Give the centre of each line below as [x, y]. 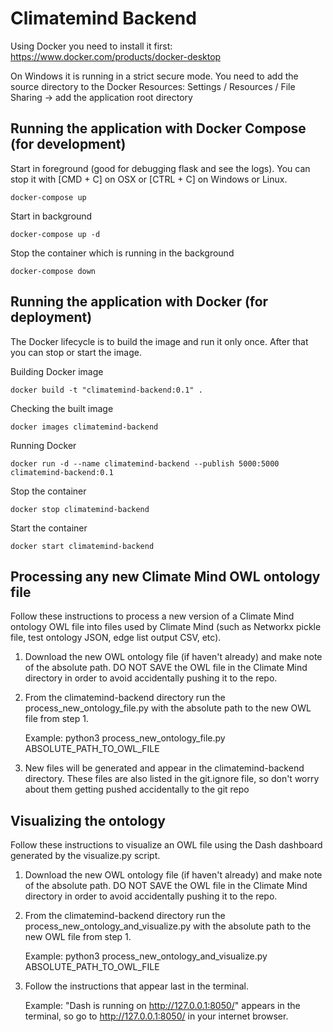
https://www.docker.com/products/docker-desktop [116, 56]
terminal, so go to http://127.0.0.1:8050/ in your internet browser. [156, 1016]
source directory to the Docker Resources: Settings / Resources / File [153, 86]
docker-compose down [53, 271]
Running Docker [43, 445]
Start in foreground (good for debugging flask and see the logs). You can [160, 168]
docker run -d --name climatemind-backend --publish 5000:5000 [145, 463]
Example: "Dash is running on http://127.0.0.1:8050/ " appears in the [162, 1006]
